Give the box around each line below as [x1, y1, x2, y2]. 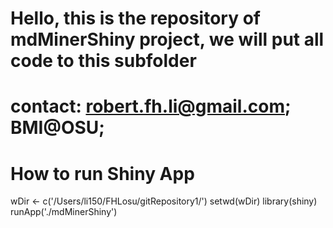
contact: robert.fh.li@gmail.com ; [10, 95, 292, 118]
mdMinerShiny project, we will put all [10, 28, 325, 51]
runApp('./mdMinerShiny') [10, 206, 118, 218]
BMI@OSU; [10, 117, 105, 139]
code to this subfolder [10, 50, 197, 72]
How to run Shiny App [10, 162, 195, 185]
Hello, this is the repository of [10, 7, 261, 30]
